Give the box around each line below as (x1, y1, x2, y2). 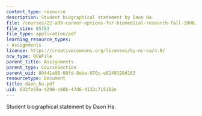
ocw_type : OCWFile (6, 53, 52, 59)
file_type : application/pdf (6, 31, 77, 37)
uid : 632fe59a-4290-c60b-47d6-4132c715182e (6, 87, 117, 93)
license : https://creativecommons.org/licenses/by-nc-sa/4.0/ (6, 48, 165, 54)
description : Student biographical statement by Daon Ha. (6, 14, 155, 20)
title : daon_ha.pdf (6, 81, 55, 87)
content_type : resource (6, 8, 66, 15)
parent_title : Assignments (6, 59, 74, 65)
